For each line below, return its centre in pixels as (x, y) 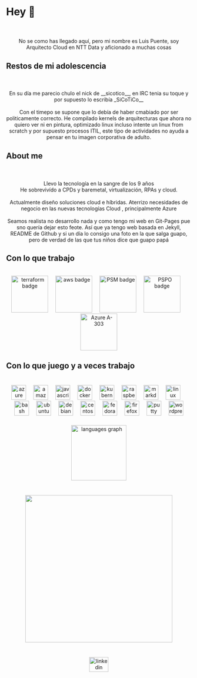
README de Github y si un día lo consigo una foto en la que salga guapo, (99, 233)
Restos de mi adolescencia (56, 66)
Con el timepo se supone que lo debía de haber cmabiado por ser (99, 112)
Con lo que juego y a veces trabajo (71, 366)
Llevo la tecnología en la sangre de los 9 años (99, 183)
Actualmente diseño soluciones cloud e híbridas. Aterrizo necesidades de (99, 202)
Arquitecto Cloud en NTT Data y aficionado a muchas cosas (99, 47)
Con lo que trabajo (41, 258)
